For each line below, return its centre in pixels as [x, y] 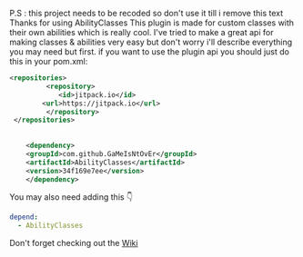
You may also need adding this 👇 [71, 197]
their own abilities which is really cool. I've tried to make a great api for [141, 32]
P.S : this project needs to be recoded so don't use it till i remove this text [146, 13]
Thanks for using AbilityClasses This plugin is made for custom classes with [151, 23]
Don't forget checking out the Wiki [74, 243]
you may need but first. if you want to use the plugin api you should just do [149, 52]
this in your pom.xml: [49, 61]
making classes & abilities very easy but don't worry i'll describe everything [151, 42]
